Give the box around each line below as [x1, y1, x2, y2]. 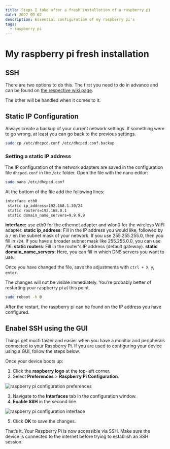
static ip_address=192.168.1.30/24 [7, 203, 83, 208]
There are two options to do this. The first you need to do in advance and [5, 82, 158, 88]
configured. [5, 309, 29, 315]
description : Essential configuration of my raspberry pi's [5, 17, 135, 22]
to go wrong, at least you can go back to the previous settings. [5, 131, 136, 137]
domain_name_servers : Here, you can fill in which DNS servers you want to [5, 249, 165, 255]
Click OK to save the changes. [12, 418, 76, 425]
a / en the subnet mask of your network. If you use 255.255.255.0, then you [5, 232, 164, 239]
